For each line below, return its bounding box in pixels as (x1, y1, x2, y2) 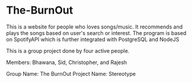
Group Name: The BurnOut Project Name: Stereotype (6, 70, 136, 77)
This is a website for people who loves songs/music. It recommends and (6, 23, 183, 30)
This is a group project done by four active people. (6, 47, 130, 54)
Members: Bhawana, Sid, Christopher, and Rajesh (6, 59, 127, 66)
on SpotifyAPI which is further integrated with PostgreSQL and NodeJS (6, 36, 180, 43)
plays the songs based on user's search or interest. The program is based (6, 29, 187, 36)
